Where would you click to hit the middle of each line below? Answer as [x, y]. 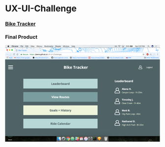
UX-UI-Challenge [41, 9]
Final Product [21, 37]
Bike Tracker [20, 24]
